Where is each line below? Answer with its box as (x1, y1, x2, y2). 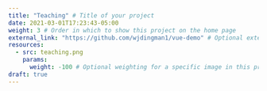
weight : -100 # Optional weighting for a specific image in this (29, 63, 250, 71)
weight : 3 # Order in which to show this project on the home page (8, 26, 237, 34)
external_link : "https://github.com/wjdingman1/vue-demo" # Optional (8, 33, 244, 42)
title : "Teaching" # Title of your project (8, 11, 155, 20)
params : (22, 56, 48, 64)
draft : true (8, 70, 48, 78)
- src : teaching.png (15, 48, 83, 56)
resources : (8, 41, 44, 49)
